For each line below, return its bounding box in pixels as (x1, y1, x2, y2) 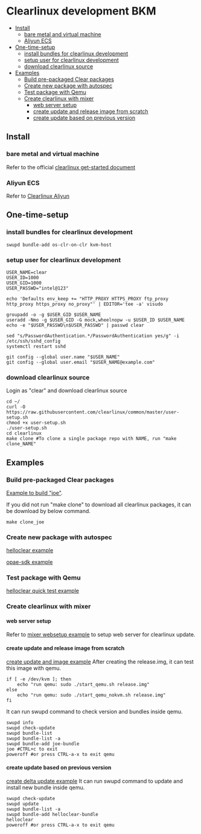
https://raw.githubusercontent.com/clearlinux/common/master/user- (6, 409, 180, 415)
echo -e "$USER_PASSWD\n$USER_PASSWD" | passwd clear (6, 322, 145, 328)
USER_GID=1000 (6, 280, 42, 286)
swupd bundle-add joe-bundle (6, 740, 80, 747)
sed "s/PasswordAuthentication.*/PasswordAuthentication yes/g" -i (6, 332, 180, 339)
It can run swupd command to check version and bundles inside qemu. (6, 708, 183, 715)
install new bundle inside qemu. (6, 784, 85, 791)
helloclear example (6, 547, 54, 554)
